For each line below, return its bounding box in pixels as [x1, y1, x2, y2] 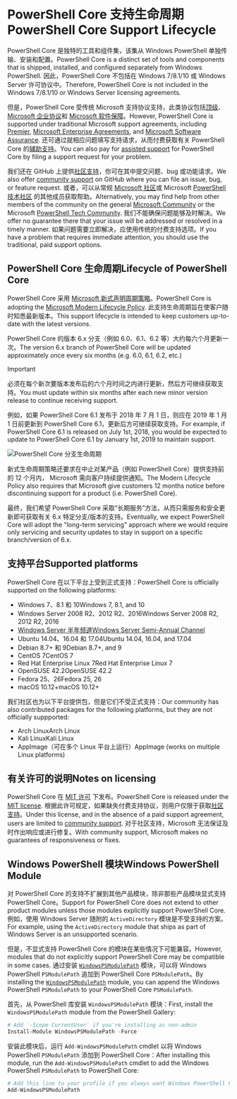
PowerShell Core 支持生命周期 [7, 6, 185, 23]
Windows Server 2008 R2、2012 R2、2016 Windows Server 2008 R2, [17, 609, 219, 618]
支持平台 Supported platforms [7, 558, 138, 570]
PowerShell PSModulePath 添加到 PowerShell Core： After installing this [7, 1050, 210, 1059]
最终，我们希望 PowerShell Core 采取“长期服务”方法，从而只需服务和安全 [7, 503, 219, 512]
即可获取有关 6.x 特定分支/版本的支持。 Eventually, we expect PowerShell [13, 512, 224, 521]
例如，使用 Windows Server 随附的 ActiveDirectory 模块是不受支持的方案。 [7, 914, 227, 923]
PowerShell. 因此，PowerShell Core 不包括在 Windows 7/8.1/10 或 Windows [7, 71, 226, 80]
